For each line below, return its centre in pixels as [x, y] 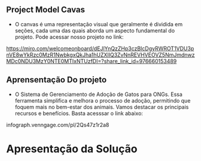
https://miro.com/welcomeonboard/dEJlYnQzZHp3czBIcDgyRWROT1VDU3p [100, 48]
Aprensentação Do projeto [57, 80]
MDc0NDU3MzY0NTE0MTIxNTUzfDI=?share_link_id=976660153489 [92, 61]
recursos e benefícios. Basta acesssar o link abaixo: [79, 113]
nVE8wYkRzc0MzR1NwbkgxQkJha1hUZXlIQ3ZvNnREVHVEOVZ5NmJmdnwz [100, 55]
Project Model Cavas [46, 10]
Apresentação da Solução [72, 149]
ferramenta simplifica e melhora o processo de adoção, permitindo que [103, 100]
